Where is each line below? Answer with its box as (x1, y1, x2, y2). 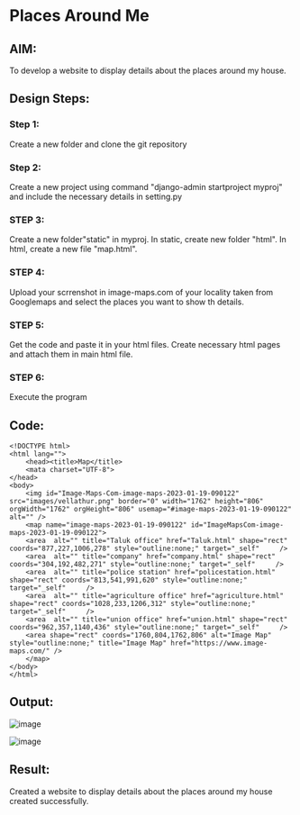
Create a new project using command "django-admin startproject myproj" (9, 181, 283, 192)
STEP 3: (9, 213, 45, 226)
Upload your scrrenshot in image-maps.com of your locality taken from (9, 286, 274, 297)
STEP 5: (9, 319, 45, 331)
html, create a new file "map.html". (9, 244, 138, 255)
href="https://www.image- (170, 638, 268, 647)
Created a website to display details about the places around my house (9, 785, 273, 797)
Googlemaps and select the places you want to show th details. (9, 296, 245, 307)
